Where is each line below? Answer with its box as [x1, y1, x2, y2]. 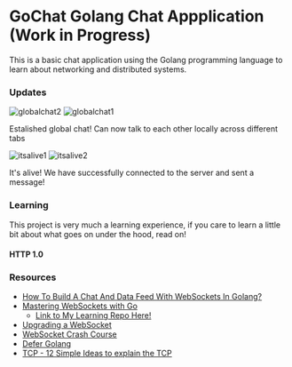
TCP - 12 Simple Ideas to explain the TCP [21, 348, 173, 359]
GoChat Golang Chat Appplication [9, 6, 264, 27]
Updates [9, 86, 47, 99]
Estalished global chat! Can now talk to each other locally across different [9, 124, 278, 134]
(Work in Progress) [9, 25, 151, 45]
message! [9, 177, 45, 187]
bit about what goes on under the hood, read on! [9, 228, 186, 239]
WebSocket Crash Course [21, 329, 117, 339]
